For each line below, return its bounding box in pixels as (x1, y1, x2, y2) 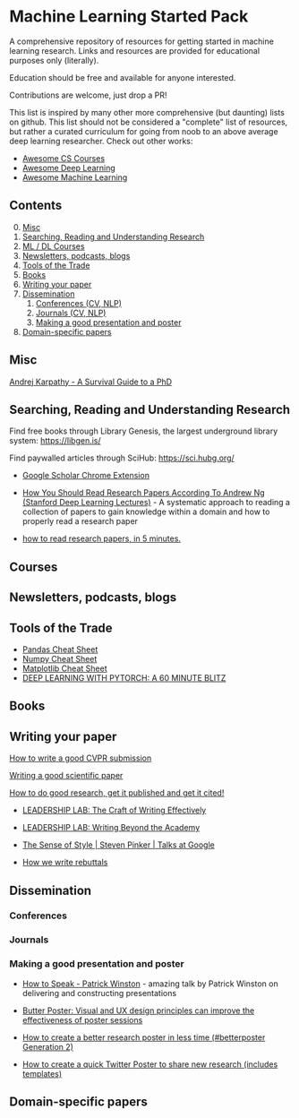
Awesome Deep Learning (21, 162, 116, 173)
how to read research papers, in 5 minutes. (21, 533, 182, 544)
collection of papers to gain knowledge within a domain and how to (21, 506, 270, 517)
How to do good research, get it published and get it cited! (9, 787, 225, 798)
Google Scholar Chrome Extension (21, 470, 150, 481)
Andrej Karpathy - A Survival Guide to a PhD (9, 376, 173, 387)
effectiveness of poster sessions (21, 1014, 143, 1025)
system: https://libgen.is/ (9, 435, 101, 446)
